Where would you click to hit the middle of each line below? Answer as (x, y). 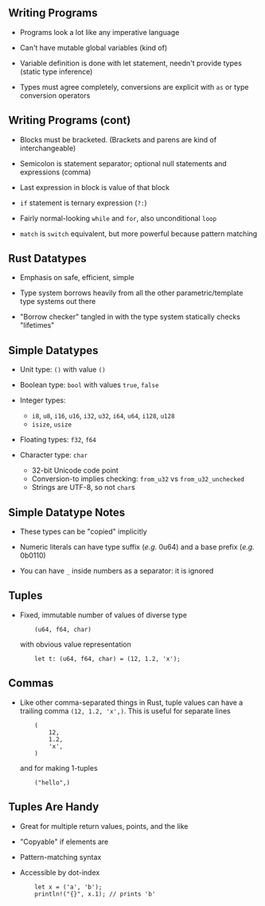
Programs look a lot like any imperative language (99, 32)
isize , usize (52, 424)
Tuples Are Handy (54, 807)
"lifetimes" (37, 325)
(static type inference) (56, 72)
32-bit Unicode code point (75, 470)
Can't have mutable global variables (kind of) (94, 48)
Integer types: (43, 400)
